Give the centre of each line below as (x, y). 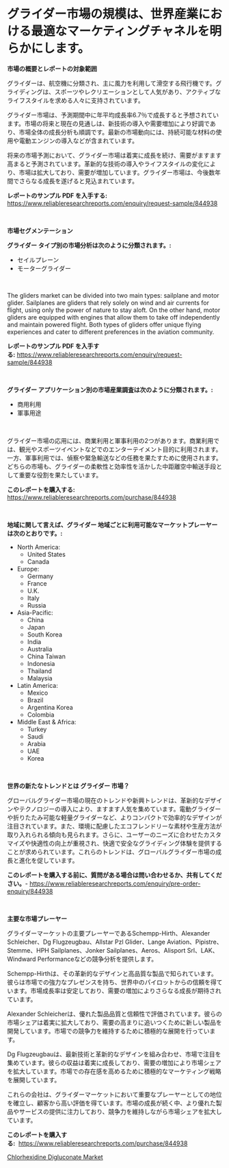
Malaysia (40, 678)
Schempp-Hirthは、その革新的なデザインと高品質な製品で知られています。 (112, 973)
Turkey (37, 729)
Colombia (41, 715)
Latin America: (37, 685)
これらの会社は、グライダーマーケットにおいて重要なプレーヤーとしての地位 (114, 1094)
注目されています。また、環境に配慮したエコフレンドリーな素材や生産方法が (114, 826)
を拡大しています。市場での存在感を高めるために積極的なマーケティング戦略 (114, 1071)
